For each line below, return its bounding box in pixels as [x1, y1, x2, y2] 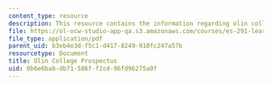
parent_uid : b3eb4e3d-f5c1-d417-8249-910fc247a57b [8, 42, 183, 50]
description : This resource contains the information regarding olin [8, 19, 249, 28]
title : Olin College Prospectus [8, 57, 117, 66]
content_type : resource [8, 11, 89, 20]
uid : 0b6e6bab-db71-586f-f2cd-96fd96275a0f [8, 65, 158, 73]
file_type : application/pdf [8, 34, 104, 43]
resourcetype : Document [8, 49, 89, 57]
